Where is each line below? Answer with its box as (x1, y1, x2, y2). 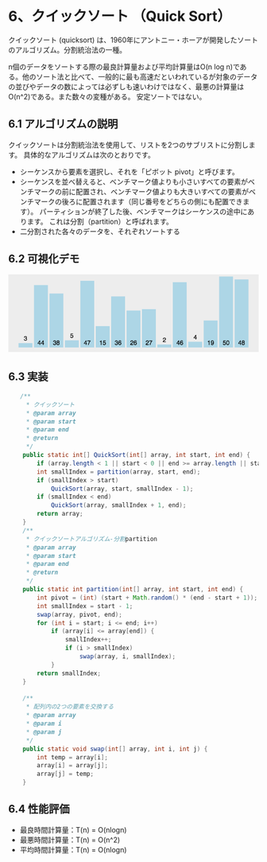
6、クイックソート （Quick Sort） (8, 7, 232, 25)
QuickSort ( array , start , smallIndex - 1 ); (50, 485, 194, 493)
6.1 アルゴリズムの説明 (8, 117, 118, 131)
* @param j (25, 727, 62, 736)
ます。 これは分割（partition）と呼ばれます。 (26, 216, 173, 226)
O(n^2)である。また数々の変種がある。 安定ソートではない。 (8, 92, 207, 101)
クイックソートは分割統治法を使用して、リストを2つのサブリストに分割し (8, 140, 249, 150)
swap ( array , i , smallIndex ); (79, 653, 176, 661)
